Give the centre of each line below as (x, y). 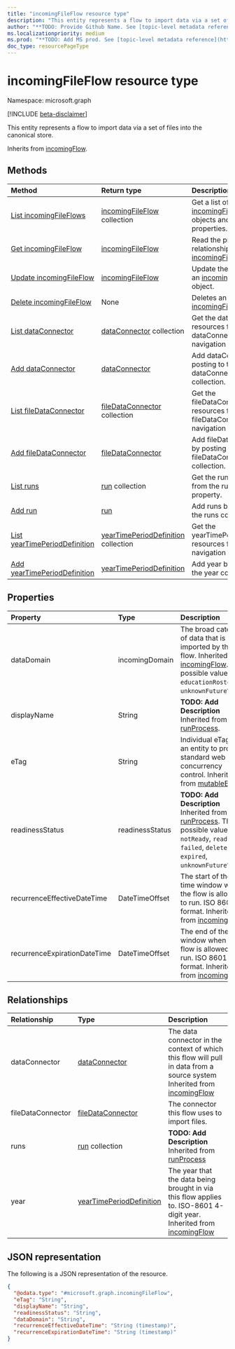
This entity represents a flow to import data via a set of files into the (105, 128)
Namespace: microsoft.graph (49, 100)
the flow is (198, 893)
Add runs (207, 506)
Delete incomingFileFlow (51, 302)
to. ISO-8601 (191, 1206)
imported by (200, 647)
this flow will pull (195, 1057)
